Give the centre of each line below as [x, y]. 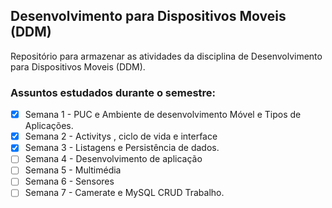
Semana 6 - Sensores [69, 181]
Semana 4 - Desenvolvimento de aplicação [113, 159]
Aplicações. [49, 126]
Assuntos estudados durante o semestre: [113, 92]
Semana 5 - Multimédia [73, 170]
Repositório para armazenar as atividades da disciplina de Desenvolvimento [166, 56]
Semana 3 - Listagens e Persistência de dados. [122, 148]
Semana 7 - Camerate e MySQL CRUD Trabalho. [124, 193]
